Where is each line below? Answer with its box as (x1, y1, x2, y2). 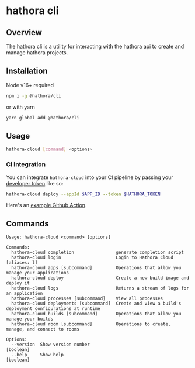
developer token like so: (6, 180, 64, 187)
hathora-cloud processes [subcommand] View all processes (11, 295, 163, 302)
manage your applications (6, 270, 69, 276)
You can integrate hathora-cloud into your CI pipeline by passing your (6, 174, 173, 181)
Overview (6, 27, 43, 37)
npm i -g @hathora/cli (6, 92, 61, 99)
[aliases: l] (6, 260, 38, 266)
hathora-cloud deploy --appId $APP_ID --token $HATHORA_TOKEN (6, 191, 161, 197)
